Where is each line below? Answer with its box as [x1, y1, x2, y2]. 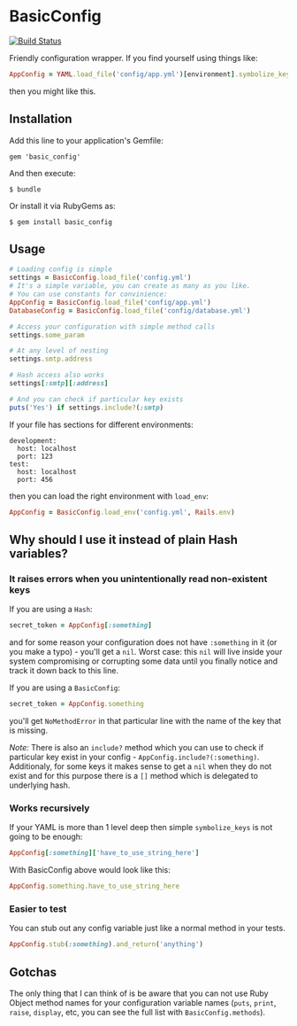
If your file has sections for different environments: [9, 419, 194, 430]
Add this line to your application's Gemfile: [9, 135, 164, 145]
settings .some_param [9, 330, 86, 339]
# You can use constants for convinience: [9, 290, 168, 299]
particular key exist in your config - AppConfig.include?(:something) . [9, 751, 260, 762]
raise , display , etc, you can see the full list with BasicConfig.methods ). [9, 1007, 266, 1018]
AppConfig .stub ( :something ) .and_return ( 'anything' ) [9, 940, 203, 949]
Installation [9, 112, 72, 127]
